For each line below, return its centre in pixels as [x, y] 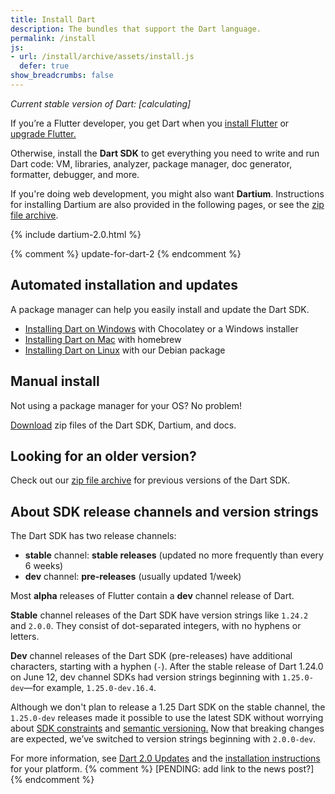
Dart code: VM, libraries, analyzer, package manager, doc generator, [151, 163]
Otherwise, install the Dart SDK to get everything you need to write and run [165, 153]
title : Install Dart [53, 19]
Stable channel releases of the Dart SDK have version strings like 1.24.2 [159, 615]
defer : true [44, 66]
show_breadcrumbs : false [62, 76]
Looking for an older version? [103, 456]
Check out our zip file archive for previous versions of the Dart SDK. [150, 480]
